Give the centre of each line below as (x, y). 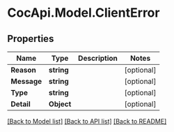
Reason (24, 70)
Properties (31, 39)
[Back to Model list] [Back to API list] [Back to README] (87, 121)
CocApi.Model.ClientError (84, 13)
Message (26, 81)
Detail (21, 104)
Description (98, 58)
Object (60, 104)
